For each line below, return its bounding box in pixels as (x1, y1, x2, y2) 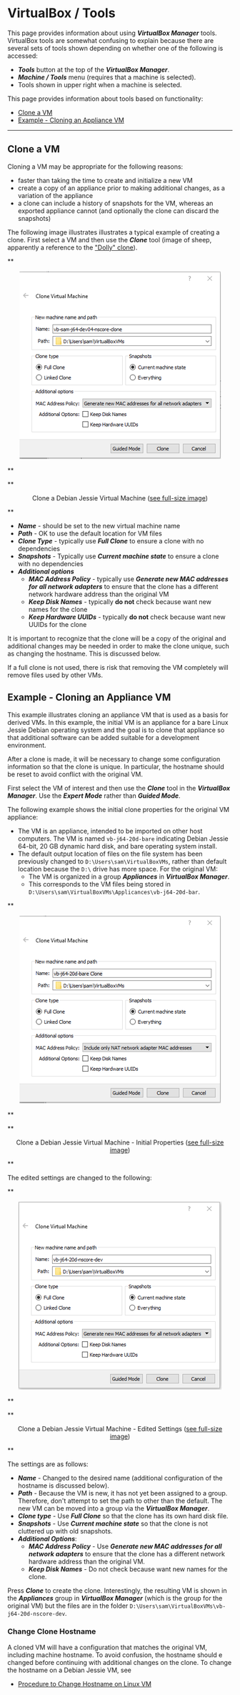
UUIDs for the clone (28, 620, 87, 628)
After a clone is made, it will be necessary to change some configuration (7, 754, 221, 763)
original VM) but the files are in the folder (7, 1601, 129, 1610)
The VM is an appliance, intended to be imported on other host (17, 826, 203, 835)
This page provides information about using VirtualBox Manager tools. (7, 29, 217, 37)
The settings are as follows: (7, 1460, 89, 1468)
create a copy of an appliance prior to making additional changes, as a (17, 184, 225, 192)
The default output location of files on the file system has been (17, 849, 203, 858)
